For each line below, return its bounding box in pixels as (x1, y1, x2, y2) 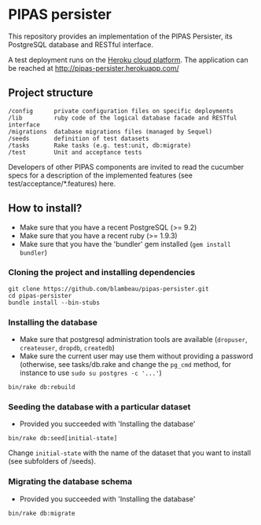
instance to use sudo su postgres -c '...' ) (19, 368, 163, 378)
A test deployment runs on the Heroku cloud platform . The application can (8, 55, 249, 64)
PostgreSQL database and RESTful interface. (8, 39, 154, 49)
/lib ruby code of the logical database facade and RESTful (8, 114, 237, 122)
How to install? (8, 202, 83, 215)
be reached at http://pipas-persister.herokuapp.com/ (8, 63, 179, 72)
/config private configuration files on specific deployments (8, 107, 234, 115)
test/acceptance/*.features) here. (8, 178, 116, 188)
